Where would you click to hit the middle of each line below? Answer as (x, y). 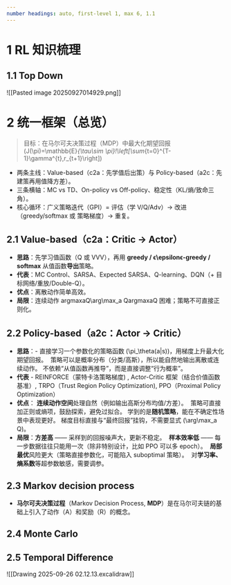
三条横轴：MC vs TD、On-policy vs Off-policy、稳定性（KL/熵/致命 (112, 189)
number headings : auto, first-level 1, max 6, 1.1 (81, 13)
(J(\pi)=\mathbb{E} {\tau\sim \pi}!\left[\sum (84, 151)
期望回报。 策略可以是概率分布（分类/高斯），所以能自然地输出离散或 (115, 360)
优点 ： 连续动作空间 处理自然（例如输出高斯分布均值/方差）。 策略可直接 (119, 403)
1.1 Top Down (35, 76)
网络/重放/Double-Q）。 (55, 284)
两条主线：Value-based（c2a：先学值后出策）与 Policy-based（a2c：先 (119, 172)
